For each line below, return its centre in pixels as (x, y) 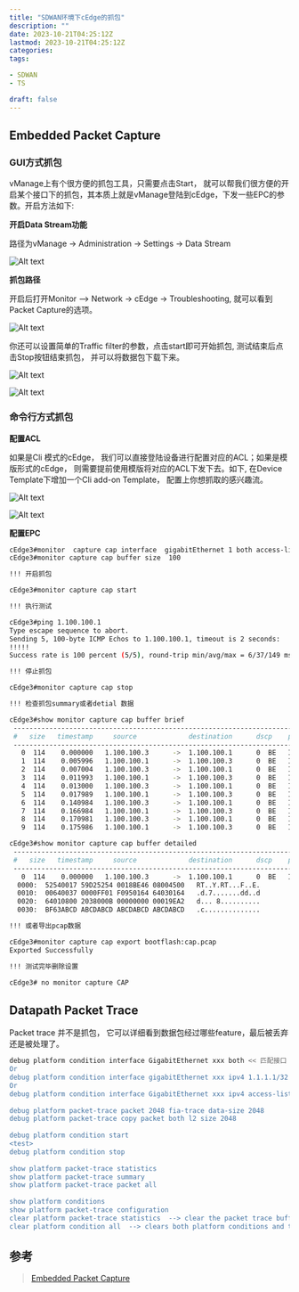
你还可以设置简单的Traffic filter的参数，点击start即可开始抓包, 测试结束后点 (146, 346)
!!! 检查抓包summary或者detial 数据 (72, 704)
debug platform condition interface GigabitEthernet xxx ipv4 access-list (151, 1094)
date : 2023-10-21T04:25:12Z (61, 34)
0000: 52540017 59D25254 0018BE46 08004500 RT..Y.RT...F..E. (139, 885)
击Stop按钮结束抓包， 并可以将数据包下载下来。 (97, 357)
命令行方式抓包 (41, 417)
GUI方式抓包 (36, 162)
